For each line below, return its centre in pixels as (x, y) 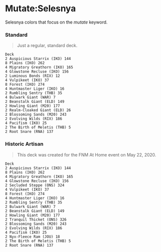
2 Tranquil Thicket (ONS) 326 (36, 219)
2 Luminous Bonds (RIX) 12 (33, 76)
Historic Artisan (24, 144)
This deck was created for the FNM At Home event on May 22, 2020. (87, 154)
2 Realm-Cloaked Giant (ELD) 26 (38, 110)
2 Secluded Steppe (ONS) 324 (35, 185)
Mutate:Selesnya (40, 9)
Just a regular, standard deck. (47, 46)
